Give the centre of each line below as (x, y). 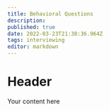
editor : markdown (33, 47)
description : (27, 21)
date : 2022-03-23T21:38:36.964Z (55, 34)
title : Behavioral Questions (50, 14)
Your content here (34, 101)
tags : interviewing (36, 40)
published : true (31, 27)
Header (29, 82)
